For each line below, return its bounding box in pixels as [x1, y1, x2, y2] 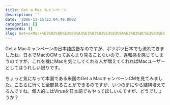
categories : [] [5, 21, 38, 27]
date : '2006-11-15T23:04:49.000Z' [5, 17, 79, 22]
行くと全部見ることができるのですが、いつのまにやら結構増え [32, 82, 161, 88]
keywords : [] [5, 26, 33, 31]
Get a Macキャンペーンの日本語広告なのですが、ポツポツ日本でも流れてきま [5, 46, 164, 51]
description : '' [5, 12, 40, 17]
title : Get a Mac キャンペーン [5, 7, 67, 13]
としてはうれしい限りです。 [5, 64, 63, 71]
